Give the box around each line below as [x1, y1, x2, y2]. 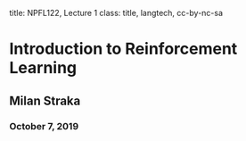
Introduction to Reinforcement [9, 39, 238, 59]
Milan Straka [9, 93, 81, 108]
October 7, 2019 [9, 120, 79, 132]
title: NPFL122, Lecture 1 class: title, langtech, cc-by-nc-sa [9, 8, 224, 18]
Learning [9, 58, 78, 79]
